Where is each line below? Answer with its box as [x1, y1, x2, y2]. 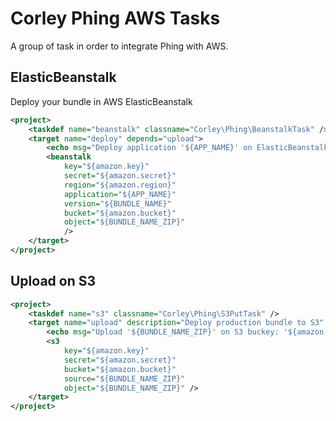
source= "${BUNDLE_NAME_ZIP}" [63, 373, 186, 384]
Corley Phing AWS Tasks [10, 7, 221, 30]
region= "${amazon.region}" [63, 180, 177, 190]
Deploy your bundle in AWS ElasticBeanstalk [10, 95, 193, 107]
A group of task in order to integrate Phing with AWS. [10, 40, 229, 52]
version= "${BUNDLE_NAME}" [63, 198, 172, 209]
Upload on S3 [10, 273, 97, 290]
